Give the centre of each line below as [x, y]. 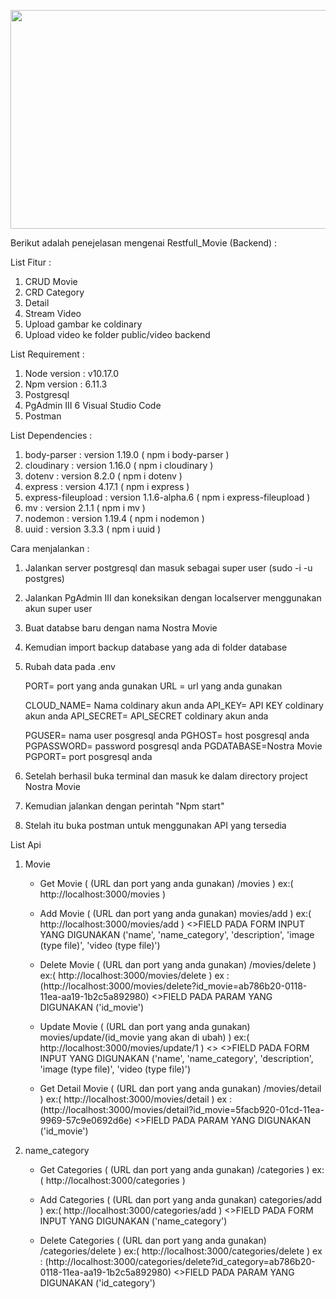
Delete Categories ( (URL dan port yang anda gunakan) [153, 1240]
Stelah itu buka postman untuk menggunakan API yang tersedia [155, 825]
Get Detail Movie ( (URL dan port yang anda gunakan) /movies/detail [180, 1088]
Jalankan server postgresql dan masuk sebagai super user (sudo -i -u [168, 568]
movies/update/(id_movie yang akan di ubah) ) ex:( [144, 1037]
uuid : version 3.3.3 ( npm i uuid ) [93, 529]
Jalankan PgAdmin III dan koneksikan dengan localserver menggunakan [173, 598]
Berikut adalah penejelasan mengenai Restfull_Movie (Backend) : [144, 243]
